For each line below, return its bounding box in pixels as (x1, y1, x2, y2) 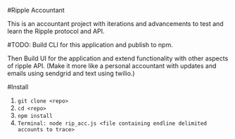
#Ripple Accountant (7, 6, 65, 14)
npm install (17, 112, 53, 119)
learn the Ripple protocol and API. (7, 27, 105, 35)
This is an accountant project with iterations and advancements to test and (7, 20, 224, 27)
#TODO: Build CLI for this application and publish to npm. (7, 41, 174, 48)
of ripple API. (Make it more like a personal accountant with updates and (7, 62, 217, 69)
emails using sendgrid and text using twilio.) (7, 69, 135, 77)
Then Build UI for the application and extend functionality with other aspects (7, 54, 229, 62)
